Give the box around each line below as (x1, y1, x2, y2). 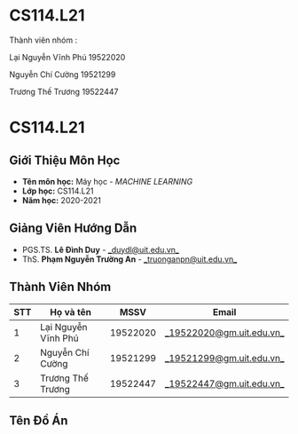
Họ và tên (50, 305, 91, 318)
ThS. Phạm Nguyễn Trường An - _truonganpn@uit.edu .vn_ (21, 254, 238, 264)
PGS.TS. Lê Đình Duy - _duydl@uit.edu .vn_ (21, 244, 180, 255)
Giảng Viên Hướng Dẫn (9, 221, 137, 236)
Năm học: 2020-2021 (21, 194, 102, 205)
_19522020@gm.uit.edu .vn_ (164, 326, 285, 338)
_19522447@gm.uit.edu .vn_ (164, 377, 285, 390)
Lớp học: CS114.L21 (21, 185, 94, 196)
